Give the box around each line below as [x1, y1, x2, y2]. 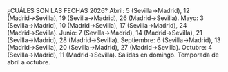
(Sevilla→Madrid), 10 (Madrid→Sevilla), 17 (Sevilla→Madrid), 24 [7, 21, 187, 29]
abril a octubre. [7, 58, 50, 66]
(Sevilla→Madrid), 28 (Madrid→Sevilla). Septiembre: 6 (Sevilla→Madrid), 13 [7, 36, 221, 44]
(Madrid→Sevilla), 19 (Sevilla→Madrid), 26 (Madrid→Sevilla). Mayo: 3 [7, 14, 204, 22]
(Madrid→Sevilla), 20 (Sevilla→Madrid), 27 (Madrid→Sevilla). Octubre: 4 [7, 44, 213, 51]
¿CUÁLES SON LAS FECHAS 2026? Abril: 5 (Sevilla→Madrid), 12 [7, 7, 190, 15]
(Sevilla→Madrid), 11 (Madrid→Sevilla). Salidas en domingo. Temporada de [7, 51, 220, 59]
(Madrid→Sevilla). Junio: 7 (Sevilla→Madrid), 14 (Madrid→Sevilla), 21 [7, 28, 202, 37]
